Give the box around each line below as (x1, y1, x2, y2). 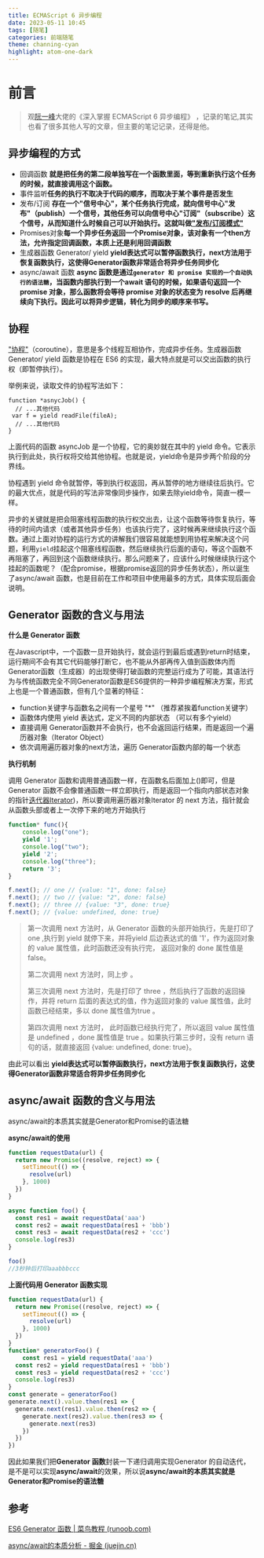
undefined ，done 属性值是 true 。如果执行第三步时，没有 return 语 (36, 1032, 254, 1042)
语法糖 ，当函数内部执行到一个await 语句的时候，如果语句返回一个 (31, 277, 241, 287)
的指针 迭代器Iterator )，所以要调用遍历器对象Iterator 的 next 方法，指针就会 (8, 795, 250, 805)
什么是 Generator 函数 (8, 630, 80, 640)
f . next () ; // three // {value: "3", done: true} (8, 901, 170, 909)
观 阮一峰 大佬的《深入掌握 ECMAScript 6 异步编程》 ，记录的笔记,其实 (27, 112, 254, 121)
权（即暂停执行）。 (8, 364, 67, 373)
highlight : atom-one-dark (8, 48, 93, 56)
